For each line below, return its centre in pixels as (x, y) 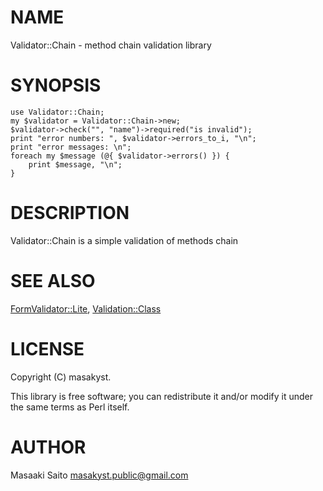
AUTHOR (48, 447)
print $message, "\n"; (75, 164)
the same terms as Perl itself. (70, 407)
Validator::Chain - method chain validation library (111, 45)
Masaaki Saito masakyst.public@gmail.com (99, 475)
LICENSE (47, 348)
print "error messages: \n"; (71, 147)
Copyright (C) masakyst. (61, 377)
